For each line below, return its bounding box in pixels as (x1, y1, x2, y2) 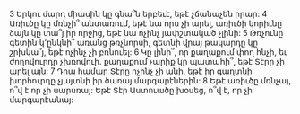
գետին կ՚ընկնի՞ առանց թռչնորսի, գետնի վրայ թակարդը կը (9, 37, 258, 48)
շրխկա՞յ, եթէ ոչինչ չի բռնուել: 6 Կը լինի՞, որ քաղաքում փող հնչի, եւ (9, 47, 288, 57)
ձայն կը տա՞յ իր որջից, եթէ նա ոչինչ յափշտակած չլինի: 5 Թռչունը (9, 28, 284, 38)
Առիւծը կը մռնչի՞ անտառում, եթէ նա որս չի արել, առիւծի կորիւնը (9, 18, 283, 29)
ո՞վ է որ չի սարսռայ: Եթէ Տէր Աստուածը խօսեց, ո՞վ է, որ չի (9, 85, 253, 95)
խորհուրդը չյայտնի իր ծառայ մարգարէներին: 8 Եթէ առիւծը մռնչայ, (9, 75, 292, 85)
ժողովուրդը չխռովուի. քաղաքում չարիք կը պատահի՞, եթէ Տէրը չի (9, 57, 285, 66)
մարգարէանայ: (9, 94, 74, 105)
